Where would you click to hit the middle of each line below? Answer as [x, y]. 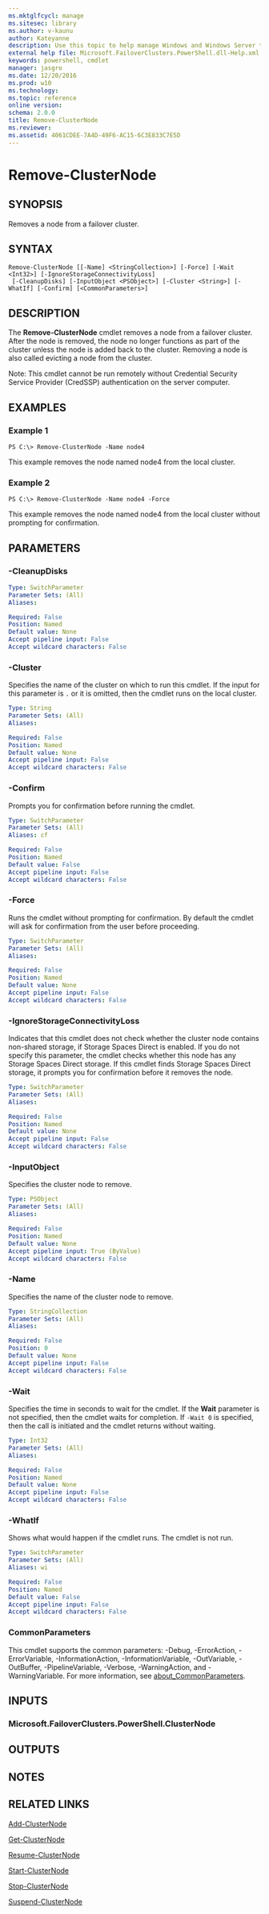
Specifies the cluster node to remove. [70, 1185]
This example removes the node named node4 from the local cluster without [134, 514]
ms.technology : [34, 90]
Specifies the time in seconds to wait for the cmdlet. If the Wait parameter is [134, 1409]
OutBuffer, [25, 1667]
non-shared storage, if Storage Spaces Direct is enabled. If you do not [124, 1047]
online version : [35, 105]
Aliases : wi [28, 1568]
